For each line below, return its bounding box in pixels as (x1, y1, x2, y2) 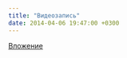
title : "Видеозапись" (8, 11, 81, 20)
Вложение (8, 41, 44, 50)
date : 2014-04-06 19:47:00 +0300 (8, 19, 120, 27)
